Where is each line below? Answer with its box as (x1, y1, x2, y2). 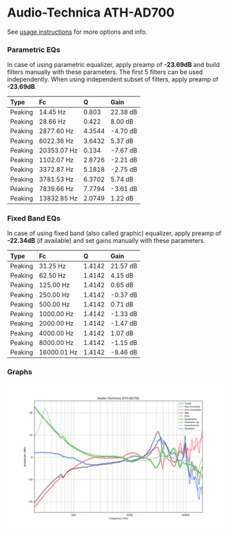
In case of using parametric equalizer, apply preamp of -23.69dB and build (7, 61, 220, 69)
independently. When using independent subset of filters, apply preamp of (7, 75, 219, 83)
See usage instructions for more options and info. (7, 28, 148, 36)
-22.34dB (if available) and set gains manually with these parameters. (7, 237, 206, 245)
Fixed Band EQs (7, 213, 61, 223)
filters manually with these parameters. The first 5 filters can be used (7, 68, 203, 77)
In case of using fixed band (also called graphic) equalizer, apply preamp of (7, 229, 222, 237)
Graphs (7, 367, 32, 377)
